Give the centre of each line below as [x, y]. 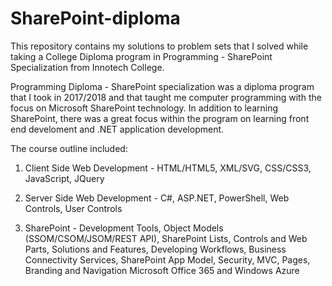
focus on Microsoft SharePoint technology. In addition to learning [144, 108]
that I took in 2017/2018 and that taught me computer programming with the [166, 97]
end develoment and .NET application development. [117, 129]
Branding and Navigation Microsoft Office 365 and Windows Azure [162, 270]
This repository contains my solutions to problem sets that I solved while [159, 46]
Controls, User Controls [73, 208]
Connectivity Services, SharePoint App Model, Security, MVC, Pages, [167, 259]
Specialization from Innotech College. [87, 67]
